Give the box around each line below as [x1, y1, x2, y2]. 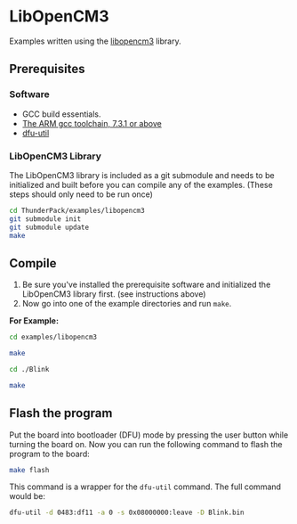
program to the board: [9, 448, 91, 459]
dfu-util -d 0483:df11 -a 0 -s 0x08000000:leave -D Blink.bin [9, 508, 245, 518]
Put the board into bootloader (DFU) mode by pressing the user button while [9, 430, 289, 440]
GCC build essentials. [21, 109, 101, 119]
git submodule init [9, 214, 82, 224]
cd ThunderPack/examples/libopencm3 [9, 206, 145, 215]
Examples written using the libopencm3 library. [9, 36, 181, 46]
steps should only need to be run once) [9, 189, 154, 200]
